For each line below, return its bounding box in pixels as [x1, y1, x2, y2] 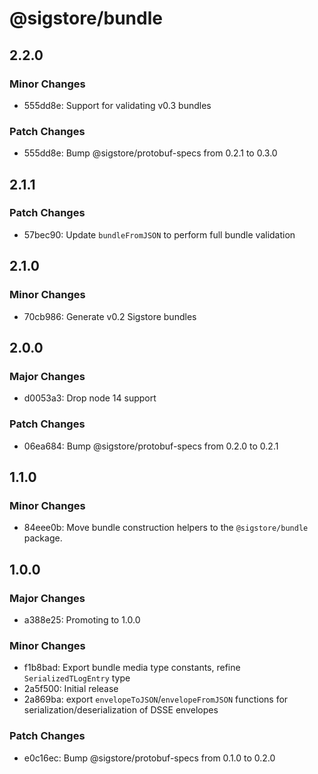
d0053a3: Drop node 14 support [23, 392, 157, 404]
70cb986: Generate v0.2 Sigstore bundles [23, 310, 197, 322]
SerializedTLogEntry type [23, 672, 131, 684]
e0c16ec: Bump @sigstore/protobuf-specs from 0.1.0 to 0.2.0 [23, 752, 276, 764]
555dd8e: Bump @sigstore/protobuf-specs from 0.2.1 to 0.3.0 [23, 147, 278, 159]
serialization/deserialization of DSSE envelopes [23, 704, 219, 716]
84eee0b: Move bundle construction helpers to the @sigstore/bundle [23, 522, 309, 534]
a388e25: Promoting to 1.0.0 [23, 613, 141, 626]
